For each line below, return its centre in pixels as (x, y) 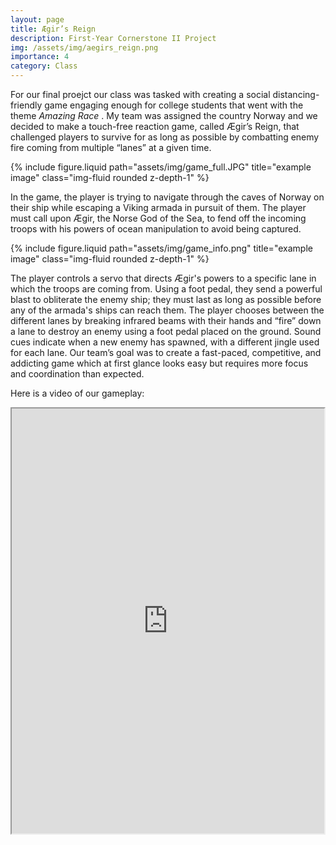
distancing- (296, 94)
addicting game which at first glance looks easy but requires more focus (159, 363)
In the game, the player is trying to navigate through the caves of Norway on (167, 197)
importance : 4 (40, 57)
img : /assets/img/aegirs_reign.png (84, 47)
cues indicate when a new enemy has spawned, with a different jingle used (165, 342)
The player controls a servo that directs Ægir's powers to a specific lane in (163, 278)
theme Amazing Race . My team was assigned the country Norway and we (164, 115)
